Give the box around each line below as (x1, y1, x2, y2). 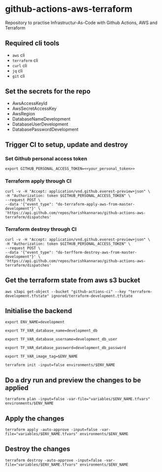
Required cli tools (5, 39, 60, 48)
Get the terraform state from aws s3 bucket (5, 276, 140, 285)
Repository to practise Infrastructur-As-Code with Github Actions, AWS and (5, 20, 158, 26)
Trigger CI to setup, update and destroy (5, 140, 128, 149)
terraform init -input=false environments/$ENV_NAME (5, 363, 115, 367)
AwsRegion (12, 110, 35, 116)
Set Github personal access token (5, 155, 87, 162)
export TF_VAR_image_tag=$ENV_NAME (5, 354, 78, 359)
